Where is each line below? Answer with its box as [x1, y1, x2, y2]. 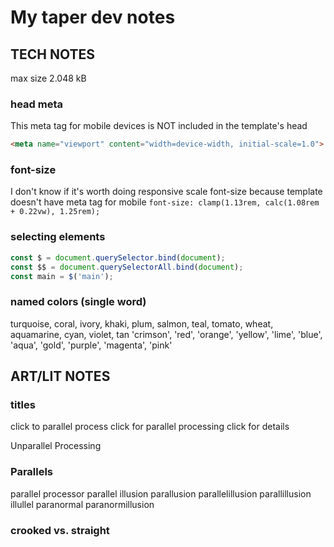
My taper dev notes [10, 6, 176, 29]
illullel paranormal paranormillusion [10, 498, 155, 510]
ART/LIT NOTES [10, 368, 111, 385]
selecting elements [10, 230, 106, 244]
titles [10, 398, 36, 411]
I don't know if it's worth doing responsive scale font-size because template [10, 186, 323, 198]
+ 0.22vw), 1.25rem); [10, 207, 101, 217]
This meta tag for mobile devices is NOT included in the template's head [10, 120, 308, 132]
